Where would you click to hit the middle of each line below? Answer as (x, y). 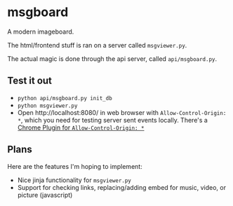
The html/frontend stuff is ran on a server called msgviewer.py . (97, 45)
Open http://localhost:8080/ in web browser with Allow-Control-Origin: (122, 112)
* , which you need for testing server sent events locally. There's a (113, 120)
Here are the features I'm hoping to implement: (75, 166)
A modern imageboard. (41, 32)
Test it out (30, 81)
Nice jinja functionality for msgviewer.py (74, 180)
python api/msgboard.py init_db (65, 98)
